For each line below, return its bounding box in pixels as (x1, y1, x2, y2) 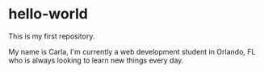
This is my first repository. (8, 31, 95, 41)
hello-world (8, 5, 89, 23)
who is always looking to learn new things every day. (8, 55, 184, 65)
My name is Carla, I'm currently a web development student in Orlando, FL (8, 47, 256, 56)
